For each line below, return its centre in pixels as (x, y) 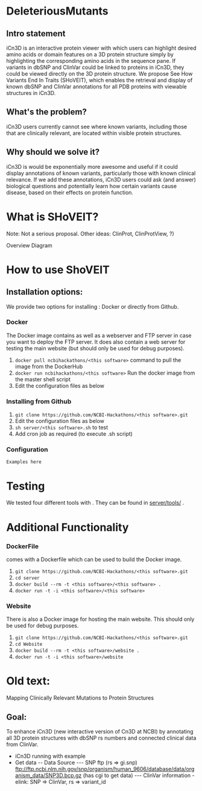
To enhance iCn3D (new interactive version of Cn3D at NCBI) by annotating (100, 731)
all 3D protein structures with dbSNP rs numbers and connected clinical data (101, 738)
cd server (27, 578)
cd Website (29, 645)
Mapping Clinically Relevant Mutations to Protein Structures (80, 698)
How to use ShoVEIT (58, 270)
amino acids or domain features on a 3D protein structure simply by (90, 54)
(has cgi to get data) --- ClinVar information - (139, 775)
